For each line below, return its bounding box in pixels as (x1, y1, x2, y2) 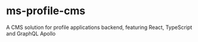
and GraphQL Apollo (6, 30, 56, 37)
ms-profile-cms (6, 4, 86, 18)
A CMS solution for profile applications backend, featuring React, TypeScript (6, 24, 193, 31)
